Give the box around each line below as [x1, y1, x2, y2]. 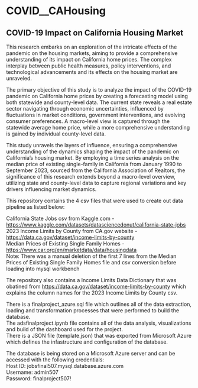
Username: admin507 [6, 368, 59, 376]
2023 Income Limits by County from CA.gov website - [6, 228, 138, 234]
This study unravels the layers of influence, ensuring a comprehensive [6, 142, 177, 148]
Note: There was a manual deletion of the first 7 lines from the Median [6, 253, 177, 260]
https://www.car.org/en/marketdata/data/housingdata [6, 247, 137, 253]
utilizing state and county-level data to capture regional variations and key [6, 179, 187, 186]
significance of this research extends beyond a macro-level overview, [6, 173, 176, 180]
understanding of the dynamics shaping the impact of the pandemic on [6, 148, 179, 155]
